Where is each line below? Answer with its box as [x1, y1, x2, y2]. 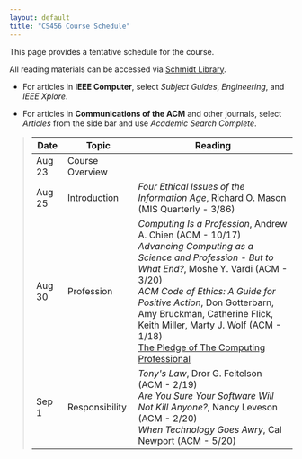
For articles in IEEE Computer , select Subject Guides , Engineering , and [22, 81, 285, 92]
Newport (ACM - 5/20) [138, 434, 236, 446]
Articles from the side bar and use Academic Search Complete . [22, 118, 258, 129]
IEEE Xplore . [22, 91, 68, 102]
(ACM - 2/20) [138, 411, 198, 424]
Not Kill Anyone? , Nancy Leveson [138, 400, 279, 413]
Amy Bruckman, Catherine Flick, [138, 307, 274, 319]
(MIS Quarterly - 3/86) [138, 202, 235, 215]
